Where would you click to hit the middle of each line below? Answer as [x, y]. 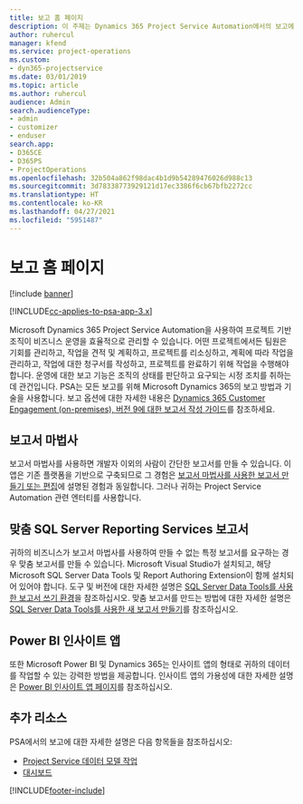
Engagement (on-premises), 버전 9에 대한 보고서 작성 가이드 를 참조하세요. [142, 409]
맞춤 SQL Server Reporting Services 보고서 [129, 529]
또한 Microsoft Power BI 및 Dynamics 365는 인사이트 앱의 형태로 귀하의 [138, 664]
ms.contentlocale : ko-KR [56, 203]
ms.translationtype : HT [54, 195]
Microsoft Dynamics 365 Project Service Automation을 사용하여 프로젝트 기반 [151, 329]
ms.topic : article [44, 85]
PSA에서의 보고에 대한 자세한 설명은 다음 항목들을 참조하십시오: [121, 741]
